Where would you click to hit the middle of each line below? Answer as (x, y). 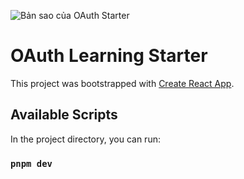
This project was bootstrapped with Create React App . (122, 83)
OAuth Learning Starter (109, 56)
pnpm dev (31, 163)
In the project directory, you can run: (85, 139)
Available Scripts (64, 115)
